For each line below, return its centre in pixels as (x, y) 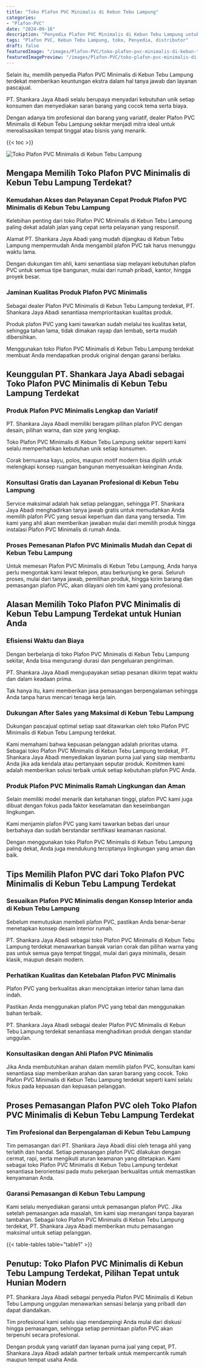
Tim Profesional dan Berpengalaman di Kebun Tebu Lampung (98, 1132)
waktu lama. (22, 252)
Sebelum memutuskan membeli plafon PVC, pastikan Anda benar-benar (96, 922)
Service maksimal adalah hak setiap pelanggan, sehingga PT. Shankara (95, 503)
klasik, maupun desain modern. (46, 960)
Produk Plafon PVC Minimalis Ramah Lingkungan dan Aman (96, 786)
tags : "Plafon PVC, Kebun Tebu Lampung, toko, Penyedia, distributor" (97, 40)
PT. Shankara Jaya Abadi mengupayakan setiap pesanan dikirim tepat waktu (102, 672)
